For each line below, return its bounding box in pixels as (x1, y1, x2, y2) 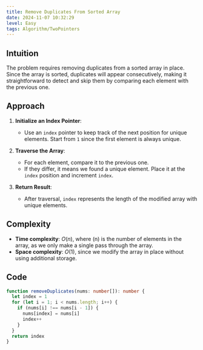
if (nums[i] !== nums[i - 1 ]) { (17, 305, 99, 311)
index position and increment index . (24, 171, 114, 179)
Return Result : (15, 183, 52, 191)
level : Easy (6, 20, 36, 26)
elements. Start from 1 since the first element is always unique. (24, 135, 182, 142)
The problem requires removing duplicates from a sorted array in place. (6, 64, 185, 71)
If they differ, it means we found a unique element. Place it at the (24, 165, 185, 173)
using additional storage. (15, 254, 78, 262)
